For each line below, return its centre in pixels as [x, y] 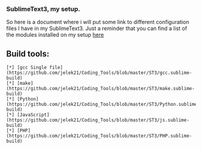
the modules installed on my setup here [55, 35]
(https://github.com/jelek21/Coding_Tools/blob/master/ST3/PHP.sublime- [99, 136]
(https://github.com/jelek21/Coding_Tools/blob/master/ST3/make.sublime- [101, 89]
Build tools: [28, 54]
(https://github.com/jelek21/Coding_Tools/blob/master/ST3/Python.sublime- [103, 105]
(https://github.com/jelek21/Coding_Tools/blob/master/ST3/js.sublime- [98, 120]
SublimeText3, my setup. [43, 9]
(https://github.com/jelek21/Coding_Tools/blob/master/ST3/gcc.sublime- [99, 73]
